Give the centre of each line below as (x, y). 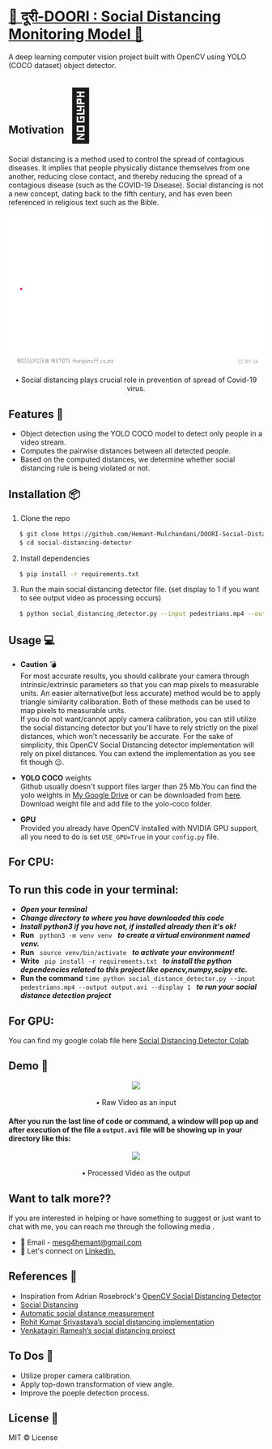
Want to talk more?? (60, 1199)
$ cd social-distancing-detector (75, 543)
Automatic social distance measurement (87, 1313)
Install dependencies (55, 558)
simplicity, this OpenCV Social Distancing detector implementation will (137, 745)
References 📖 (43, 1277)
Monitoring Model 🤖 (76, 34)
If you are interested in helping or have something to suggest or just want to (135, 1218)
